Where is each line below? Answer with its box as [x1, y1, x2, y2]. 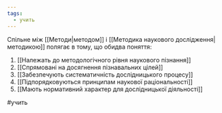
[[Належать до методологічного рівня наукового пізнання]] [16, 55, 191, 64]
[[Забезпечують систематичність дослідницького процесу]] [16, 70, 193, 79]
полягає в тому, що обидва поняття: [46, 42, 152, 51]
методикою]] [7, 42, 46, 51]
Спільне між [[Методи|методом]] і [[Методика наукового [7, 35, 175, 43]
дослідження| [175, 35, 216, 43]
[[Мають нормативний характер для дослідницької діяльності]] [16, 85, 203, 93]
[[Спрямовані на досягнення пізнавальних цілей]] [16, 63, 163, 71]
